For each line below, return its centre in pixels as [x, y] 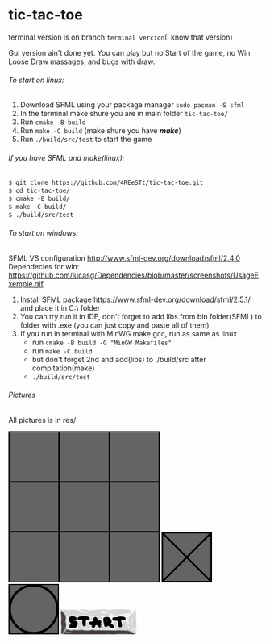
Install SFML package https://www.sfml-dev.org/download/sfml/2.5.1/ [135, 299]
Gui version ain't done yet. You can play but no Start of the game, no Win [129, 52]
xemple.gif [26, 283]
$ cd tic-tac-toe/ [39, 191]
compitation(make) [63, 368]
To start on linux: [36, 80]
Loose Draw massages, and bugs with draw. [82, 61]
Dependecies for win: [44, 266]
